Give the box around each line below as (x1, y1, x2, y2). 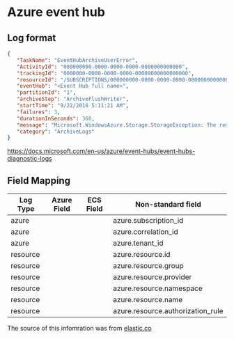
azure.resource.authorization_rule (112, 306, 224, 316)
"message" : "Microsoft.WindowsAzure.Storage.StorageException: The (16, 121, 217, 129)
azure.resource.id (112, 250, 171, 260)
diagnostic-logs (7, 155, 52, 163)
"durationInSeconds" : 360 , (16, 115, 95, 122)
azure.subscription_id (112, 216, 184, 226)
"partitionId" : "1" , (16, 89, 77, 96)
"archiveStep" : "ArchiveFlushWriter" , (16, 95, 130, 103)
